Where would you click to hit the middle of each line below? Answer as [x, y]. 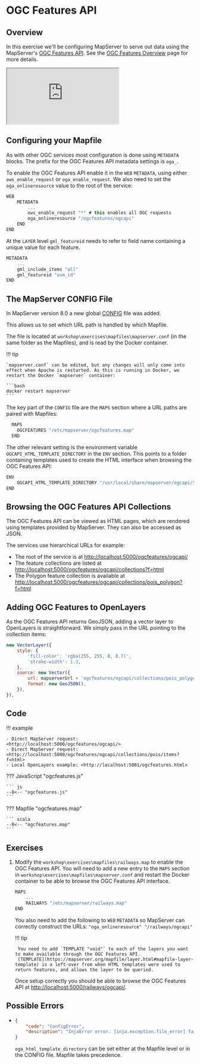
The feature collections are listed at [58, 563]
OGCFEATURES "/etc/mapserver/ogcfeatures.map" [76, 430]
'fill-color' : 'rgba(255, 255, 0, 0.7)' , [80, 656]
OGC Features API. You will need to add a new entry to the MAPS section [102, 869]
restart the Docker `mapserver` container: [61, 376]
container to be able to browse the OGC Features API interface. [92, 881]
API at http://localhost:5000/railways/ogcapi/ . [71, 987]
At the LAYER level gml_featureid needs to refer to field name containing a [96, 241]
